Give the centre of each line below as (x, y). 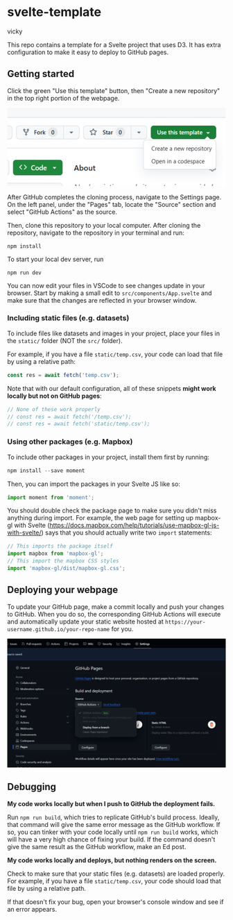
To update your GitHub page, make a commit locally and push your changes (116, 607)
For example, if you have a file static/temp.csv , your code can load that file (115, 354)
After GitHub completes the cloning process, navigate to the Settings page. (114, 197)
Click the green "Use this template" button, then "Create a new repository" (114, 90)
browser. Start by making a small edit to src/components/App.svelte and (110, 293)
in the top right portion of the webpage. (63, 98)
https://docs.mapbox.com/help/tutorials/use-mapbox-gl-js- (135, 526)
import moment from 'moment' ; (51, 497)
